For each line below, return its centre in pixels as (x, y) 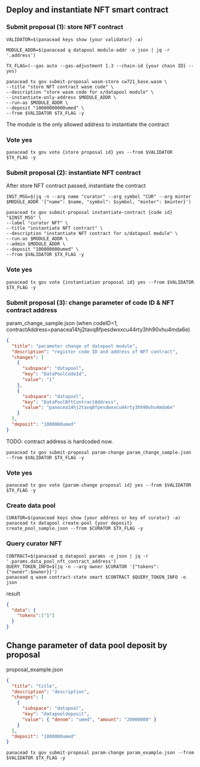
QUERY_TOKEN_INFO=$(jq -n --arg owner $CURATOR (67, 567)
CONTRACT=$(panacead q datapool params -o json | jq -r (77, 556)
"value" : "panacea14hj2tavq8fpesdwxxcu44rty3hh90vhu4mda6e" (99, 408)
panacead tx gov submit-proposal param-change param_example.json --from (100, 753)
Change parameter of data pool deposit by (87, 646)
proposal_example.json (35, 669)
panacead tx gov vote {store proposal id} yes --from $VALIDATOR (89, 152)
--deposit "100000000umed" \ (43, 249)
